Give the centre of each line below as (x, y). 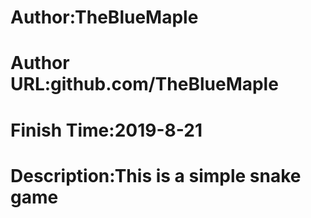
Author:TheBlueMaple (104, 17)
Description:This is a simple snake (156, 175)
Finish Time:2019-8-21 (106, 130)
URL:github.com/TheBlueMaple (144, 84)
